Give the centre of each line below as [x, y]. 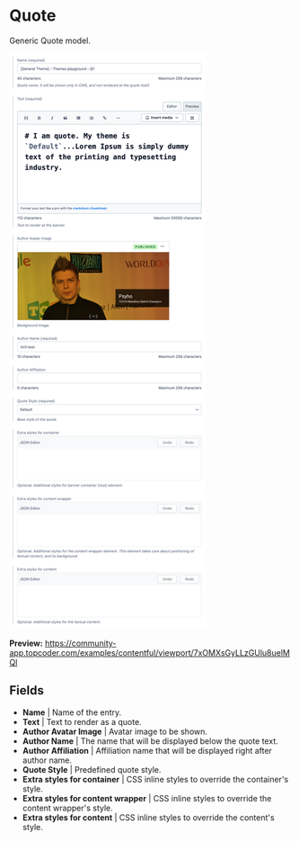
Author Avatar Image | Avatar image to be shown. [115, 731]
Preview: [26, 643]
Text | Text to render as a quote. [82, 721]
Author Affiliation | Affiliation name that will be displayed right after [147, 750]
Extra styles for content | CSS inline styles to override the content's [149, 817]
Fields [27, 690]
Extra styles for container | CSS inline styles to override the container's [155, 779]
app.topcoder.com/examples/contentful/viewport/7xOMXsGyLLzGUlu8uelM [149, 652]
